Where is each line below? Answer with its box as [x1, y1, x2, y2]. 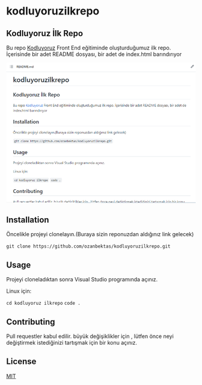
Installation [6, 214, 49, 225]
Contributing [6, 316, 55, 327]
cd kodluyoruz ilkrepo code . [6, 300, 81, 307]
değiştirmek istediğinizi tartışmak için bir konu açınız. [6, 339, 137, 346]
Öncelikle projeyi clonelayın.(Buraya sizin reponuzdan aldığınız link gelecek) [6, 231, 194, 238]
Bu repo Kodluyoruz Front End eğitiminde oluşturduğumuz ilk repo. [6, 44, 171, 51]
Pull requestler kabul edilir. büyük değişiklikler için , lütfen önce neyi [6, 333, 174, 340]
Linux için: [6, 287, 32, 295]
